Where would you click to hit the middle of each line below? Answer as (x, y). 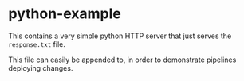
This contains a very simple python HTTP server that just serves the (120, 36)
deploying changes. (41, 67)
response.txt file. (37, 44)
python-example (65, 14)
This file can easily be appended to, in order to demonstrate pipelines (122, 60)
